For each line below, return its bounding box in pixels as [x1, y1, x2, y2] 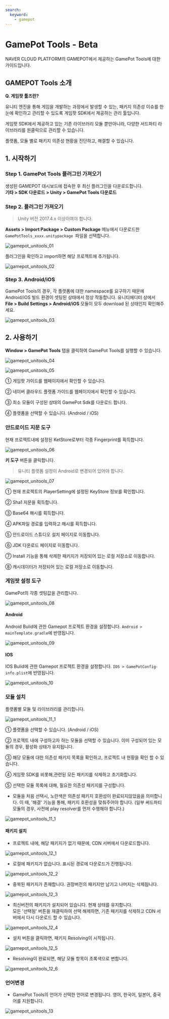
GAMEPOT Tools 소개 [5, 78, 72, 87]
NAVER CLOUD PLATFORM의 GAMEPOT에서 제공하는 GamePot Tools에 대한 [5, 56, 160, 62]
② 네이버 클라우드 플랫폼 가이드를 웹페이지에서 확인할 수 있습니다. [5, 389, 137, 395]
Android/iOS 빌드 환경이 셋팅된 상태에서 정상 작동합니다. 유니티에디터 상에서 [5, 294, 156, 301]
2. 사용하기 [5, 333, 38, 342]
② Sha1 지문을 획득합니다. [5, 499, 59, 505]
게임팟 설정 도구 [5, 577, 41, 584]
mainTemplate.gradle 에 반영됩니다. [5, 630, 76, 636]
